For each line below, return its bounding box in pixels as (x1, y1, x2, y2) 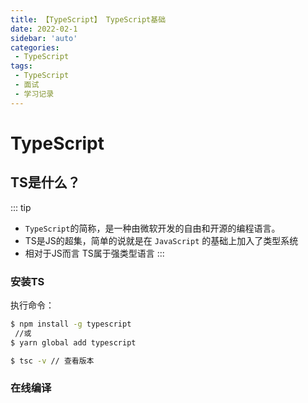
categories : (10, 42, 60, 53)
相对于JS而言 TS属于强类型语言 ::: (24, 247, 165, 259)
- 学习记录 (14, 89, 55, 99)
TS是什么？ (10, 174, 81, 191)
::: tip (10, 201, 32, 213)
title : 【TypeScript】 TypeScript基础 (10, 14, 167, 25)
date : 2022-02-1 (10, 24, 78, 34)
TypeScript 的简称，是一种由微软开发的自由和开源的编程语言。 (24, 222, 281, 234)
